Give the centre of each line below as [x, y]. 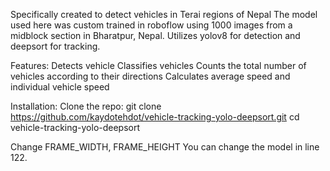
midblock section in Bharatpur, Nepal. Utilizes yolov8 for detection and [155, 35]
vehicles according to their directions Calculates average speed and [150, 76]
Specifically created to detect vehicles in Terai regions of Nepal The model [164, 14]
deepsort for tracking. [55, 46]
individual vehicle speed [60, 87]
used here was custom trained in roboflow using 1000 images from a [151, 25]
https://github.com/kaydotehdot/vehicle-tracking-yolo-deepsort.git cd [155, 117]
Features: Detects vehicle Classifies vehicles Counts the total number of [158, 65]
